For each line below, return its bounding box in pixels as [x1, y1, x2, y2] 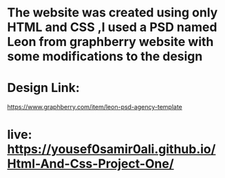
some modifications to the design [7, 49, 203, 65]
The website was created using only [7, 5, 218, 21]
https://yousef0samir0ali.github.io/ [7, 142, 216, 157]
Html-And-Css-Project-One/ [7, 156, 174, 172]
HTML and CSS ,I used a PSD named [7, 19, 217, 35]
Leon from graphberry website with [7, 34, 214, 49]
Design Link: [7, 80, 81, 96]
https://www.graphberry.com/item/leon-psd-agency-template [7, 103, 182, 111]
